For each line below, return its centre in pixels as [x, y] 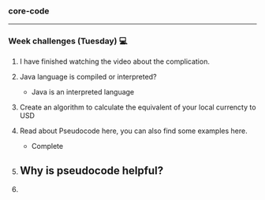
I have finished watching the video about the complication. [115, 61]
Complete [47, 146]
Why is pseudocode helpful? [91, 170]
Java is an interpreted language [83, 91]
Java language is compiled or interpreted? [88, 76]
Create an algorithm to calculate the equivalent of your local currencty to [138, 107]
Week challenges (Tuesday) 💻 [68, 41]
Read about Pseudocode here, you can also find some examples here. [133, 131]
